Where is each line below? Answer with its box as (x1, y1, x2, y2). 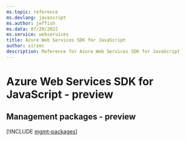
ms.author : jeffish (6, 20, 56, 26)
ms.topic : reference (6, 9, 59, 15)
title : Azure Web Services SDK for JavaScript (6, 37, 126, 43)
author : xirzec (6, 43, 45, 49)
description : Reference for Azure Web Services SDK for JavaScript (6, 49, 181, 55)
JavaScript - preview (6, 88, 114, 101)
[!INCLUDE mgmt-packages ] (6, 128, 78, 135)
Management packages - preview (6, 112, 136, 122)
